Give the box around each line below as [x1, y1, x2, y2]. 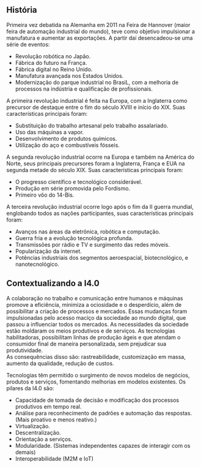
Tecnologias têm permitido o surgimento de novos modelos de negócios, [6, 371, 190, 379]
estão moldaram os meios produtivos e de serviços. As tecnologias [6, 327, 175, 334]
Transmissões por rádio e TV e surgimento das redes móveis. [15, 241, 170, 248]
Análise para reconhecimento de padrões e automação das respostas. [15, 409, 192, 417]
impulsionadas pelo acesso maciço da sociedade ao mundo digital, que [6, 314, 186, 321]
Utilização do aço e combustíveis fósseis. [15, 141, 120, 149]
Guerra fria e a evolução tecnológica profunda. [15, 234, 133, 241]
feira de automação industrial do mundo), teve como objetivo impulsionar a [6, 28, 196, 35]
